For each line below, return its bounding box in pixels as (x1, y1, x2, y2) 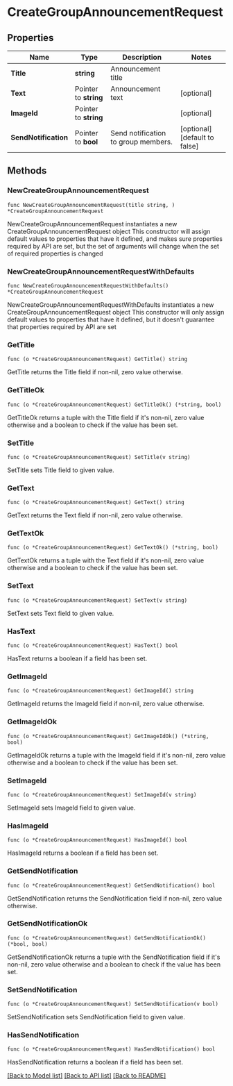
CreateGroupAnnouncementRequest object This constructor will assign (7, 227, 211, 235)
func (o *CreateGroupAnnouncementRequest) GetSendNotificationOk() (7, 935, 207, 942)
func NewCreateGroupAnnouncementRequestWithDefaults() (7, 282, 169, 289)
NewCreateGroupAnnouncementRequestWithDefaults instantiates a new (7, 300, 214, 309)
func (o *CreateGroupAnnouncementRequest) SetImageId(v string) (7, 791, 197, 799)
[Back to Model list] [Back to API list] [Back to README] (7, 1071, 166, 1080)
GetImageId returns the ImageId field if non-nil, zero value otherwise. (7, 699, 205, 708)
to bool (74, 137, 98, 147)
